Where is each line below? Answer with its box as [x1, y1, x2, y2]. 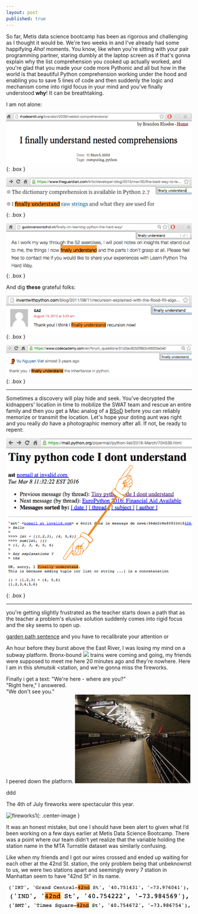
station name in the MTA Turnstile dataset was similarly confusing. [6, 843, 167, 850]
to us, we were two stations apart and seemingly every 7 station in [6, 866, 167, 874]
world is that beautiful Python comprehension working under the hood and [6, 70, 187, 77]
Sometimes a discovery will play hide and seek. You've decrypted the [6, 395, 175, 402]
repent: [6, 426, 24, 434]
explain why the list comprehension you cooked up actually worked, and [6, 58, 181, 65]
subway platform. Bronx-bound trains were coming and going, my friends [6, 652, 192, 659]
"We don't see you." [6, 688, 55, 695]
